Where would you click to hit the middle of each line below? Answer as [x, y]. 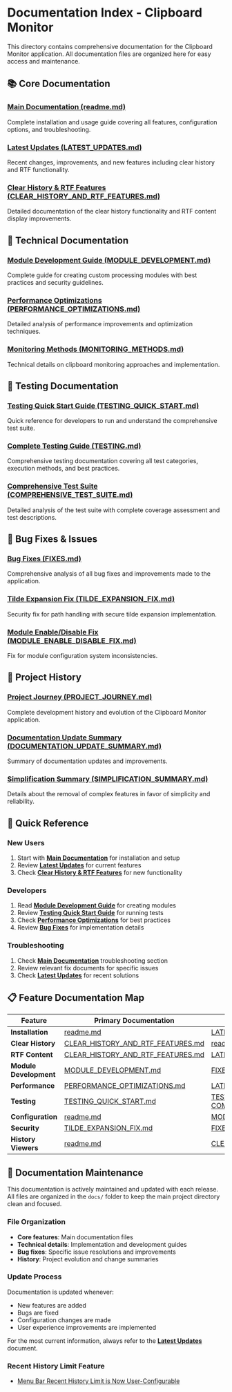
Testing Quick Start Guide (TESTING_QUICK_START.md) [103, 406]
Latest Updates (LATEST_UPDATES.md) [75, 147]
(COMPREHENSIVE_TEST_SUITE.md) [70, 495]
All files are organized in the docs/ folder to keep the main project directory [114, 1196]
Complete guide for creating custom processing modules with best [102, 275]
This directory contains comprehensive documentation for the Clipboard [110, 46]
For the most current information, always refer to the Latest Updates [105, 1341]
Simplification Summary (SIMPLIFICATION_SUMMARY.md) [108, 779]
